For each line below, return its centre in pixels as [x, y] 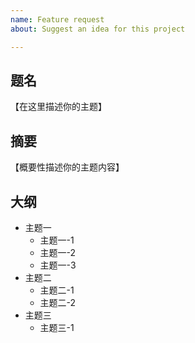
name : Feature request [57, 19]
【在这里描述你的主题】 [58, 107]
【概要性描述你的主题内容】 [67, 167]
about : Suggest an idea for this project [98, 29]
